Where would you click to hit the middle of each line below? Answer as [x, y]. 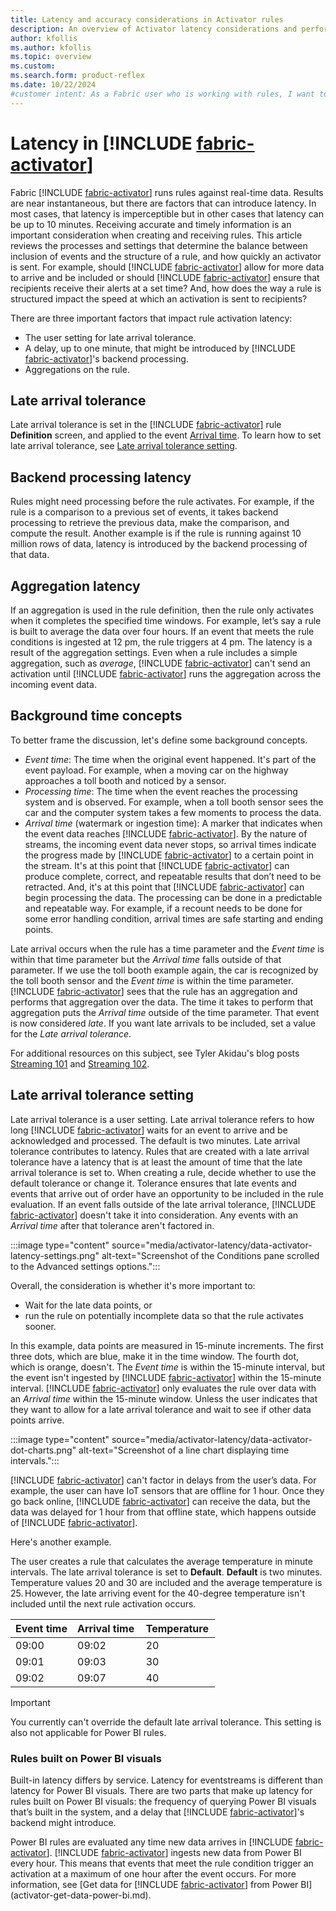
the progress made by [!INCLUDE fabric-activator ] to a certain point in [169, 855]
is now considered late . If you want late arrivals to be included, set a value [163, 1023]
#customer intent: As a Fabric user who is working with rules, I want [162, 94]
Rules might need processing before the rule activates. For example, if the [162, 502]
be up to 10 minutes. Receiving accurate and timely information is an [151, 224]
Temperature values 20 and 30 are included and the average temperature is [166, 1582]
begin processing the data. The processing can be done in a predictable [173, 897]
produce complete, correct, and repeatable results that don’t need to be [173, 876]
